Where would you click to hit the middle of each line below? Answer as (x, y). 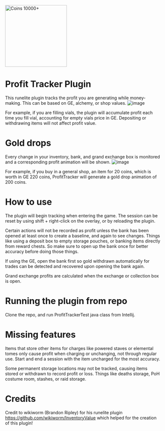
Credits (20, 399)
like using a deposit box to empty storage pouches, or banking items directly (83, 241)
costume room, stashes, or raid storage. (46, 379)
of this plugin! (19, 423)
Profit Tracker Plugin (48, 84)
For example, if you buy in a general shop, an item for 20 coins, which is (78, 171)
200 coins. (16, 182)
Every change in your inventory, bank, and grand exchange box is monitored (82, 157)
